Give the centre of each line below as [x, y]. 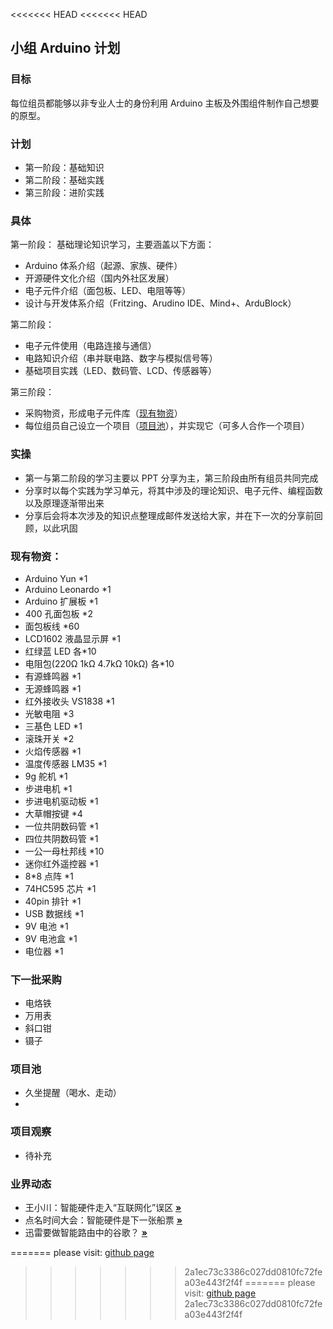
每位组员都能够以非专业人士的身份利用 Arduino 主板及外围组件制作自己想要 [165, 103]
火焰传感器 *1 [53, 751]
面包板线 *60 [52, 626]
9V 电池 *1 [46, 926]
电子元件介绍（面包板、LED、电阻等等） [108, 291]
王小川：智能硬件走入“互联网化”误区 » [103, 1208]
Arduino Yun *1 [56, 578]
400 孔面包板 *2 [58, 613]
